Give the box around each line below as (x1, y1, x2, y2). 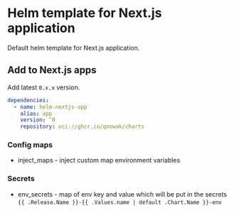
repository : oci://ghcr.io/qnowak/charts (20, 123, 144, 131)
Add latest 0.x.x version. (7, 83, 80, 92)
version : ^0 (20, 116, 55, 124)
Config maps (7, 140, 53, 150)
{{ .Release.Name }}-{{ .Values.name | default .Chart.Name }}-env (17, 199, 222, 206)
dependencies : (7, 97, 50, 104)
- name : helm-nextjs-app (14, 103, 87, 111)
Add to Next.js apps (7, 64, 97, 76)
